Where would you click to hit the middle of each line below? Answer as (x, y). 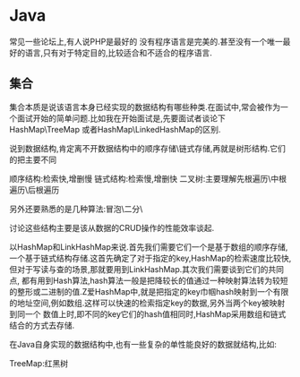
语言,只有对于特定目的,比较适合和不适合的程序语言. (119, 52)
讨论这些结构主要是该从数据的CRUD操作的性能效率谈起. (112, 227)
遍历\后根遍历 (34, 190)
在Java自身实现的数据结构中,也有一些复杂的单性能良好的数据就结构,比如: (143, 344)
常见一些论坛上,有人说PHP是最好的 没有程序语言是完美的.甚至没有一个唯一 (146, 41)
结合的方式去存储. (42, 325)
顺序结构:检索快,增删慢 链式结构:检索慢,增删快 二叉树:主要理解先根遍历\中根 (148, 178)
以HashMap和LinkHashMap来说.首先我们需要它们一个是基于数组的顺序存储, (149, 246)
